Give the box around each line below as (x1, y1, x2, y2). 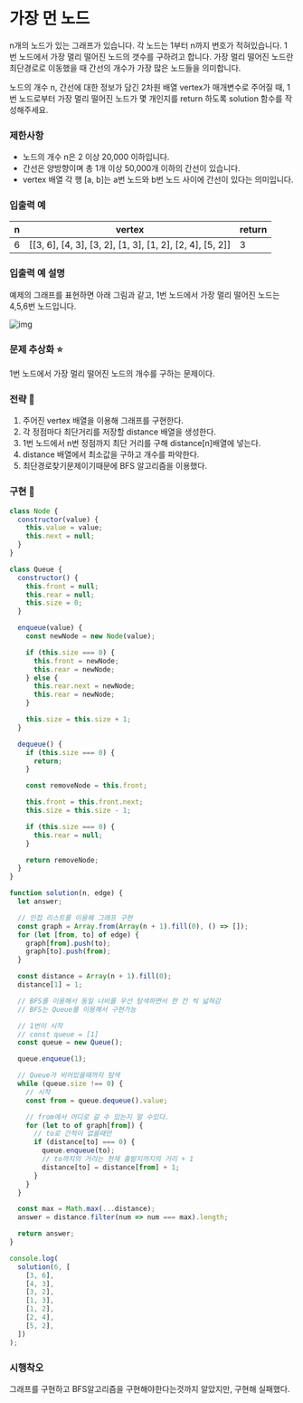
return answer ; (17, 1229, 75, 1238)
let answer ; (17, 897, 63, 906)
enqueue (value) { (17, 624, 83, 633)
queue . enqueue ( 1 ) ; (17, 1055, 88, 1064)
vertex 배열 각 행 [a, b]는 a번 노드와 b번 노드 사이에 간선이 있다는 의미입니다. (22, 174, 294, 186)
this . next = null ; (25, 531, 95, 541)
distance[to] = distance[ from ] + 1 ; (42, 1162, 180, 1172)
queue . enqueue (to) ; (42, 1146, 116, 1155)
